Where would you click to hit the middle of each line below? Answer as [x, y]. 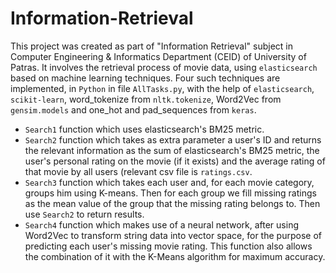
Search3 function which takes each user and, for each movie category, [169, 182]
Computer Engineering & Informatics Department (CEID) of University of [158, 56]
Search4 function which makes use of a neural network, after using [161, 224]
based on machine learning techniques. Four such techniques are [145, 78]
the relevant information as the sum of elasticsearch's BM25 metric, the [172, 150]
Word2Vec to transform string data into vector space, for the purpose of [173, 235]
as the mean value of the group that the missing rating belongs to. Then [172, 203]
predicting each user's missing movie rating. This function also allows [168, 246]
